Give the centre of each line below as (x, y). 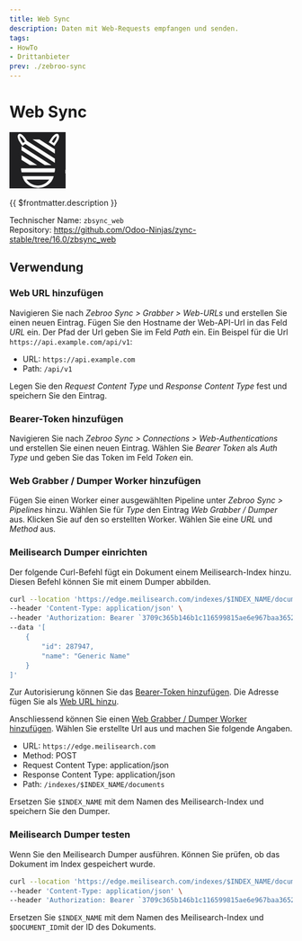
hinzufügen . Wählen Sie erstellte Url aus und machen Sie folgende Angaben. (151, 729)
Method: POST (49, 756)
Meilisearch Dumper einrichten (79, 552)
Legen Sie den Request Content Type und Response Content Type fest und (148, 386)
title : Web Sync (40, 19)
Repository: (31, 229)
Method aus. (33, 529)
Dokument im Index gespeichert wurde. (82, 864)
